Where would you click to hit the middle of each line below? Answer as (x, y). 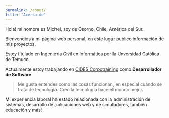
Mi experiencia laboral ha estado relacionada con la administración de (78, 99)
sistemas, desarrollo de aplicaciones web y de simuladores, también (76, 104)
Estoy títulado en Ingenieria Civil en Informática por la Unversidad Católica (82, 54)
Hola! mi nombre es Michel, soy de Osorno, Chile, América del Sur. (74, 29)
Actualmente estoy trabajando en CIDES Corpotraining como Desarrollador (84, 69)
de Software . (19, 74)
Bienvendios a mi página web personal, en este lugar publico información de (85, 39)
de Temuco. (18, 59)
